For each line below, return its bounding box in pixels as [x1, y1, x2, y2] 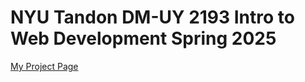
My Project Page [10, 60, 79, 72]
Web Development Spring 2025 [10, 27, 277, 50]
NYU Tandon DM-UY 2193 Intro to [10, 6, 295, 29]
